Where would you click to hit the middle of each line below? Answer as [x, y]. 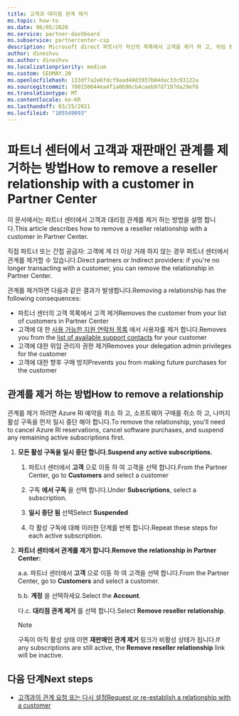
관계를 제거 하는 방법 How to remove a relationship [116, 394]
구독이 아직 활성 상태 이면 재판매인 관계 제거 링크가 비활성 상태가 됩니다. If [119, 639]
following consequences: [44, 298]
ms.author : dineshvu [38, 60]
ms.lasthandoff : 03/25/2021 [49, 107]
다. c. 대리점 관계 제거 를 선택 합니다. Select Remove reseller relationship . [122, 610]
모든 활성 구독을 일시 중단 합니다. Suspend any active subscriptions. [115, 451]
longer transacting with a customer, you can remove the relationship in [111, 268]
